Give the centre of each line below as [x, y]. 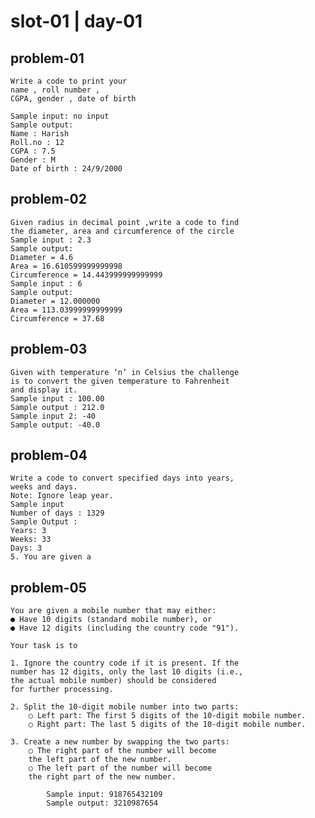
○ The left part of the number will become [120, 768]
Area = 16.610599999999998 [66, 266]
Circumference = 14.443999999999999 [86, 275]
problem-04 [49, 455]
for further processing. [62, 690]
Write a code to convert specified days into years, [122, 478]
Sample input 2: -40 [53, 416]
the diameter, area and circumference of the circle [122, 231]
